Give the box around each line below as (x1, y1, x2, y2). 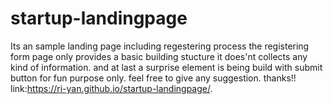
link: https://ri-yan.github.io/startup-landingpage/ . (10, 82, 213, 94)
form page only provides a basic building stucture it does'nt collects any (10, 50, 308, 62)
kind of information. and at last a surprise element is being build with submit (10, 61, 323, 73)
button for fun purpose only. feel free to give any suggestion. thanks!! (10, 72, 297, 84)
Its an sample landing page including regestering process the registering (10, 40, 310, 52)
